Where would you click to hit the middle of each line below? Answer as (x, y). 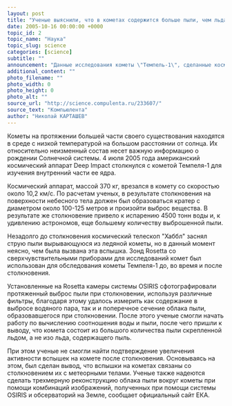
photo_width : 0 (29, 84)
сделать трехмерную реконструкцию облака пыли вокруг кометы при (111, 380)
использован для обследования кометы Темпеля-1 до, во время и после (115, 265)
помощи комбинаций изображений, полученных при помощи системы (112, 387)
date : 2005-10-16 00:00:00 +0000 (55, 26)
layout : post (26, 13)
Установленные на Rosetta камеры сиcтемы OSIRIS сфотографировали (112, 286)
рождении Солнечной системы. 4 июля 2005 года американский (104, 158)
